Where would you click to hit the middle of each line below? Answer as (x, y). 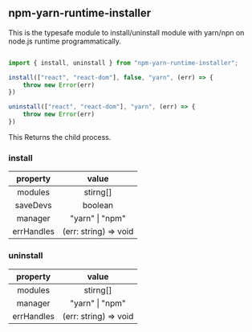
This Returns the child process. (60, 137)
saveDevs (33, 206)
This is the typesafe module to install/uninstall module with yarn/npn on (126, 32)
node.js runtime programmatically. (65, 41)
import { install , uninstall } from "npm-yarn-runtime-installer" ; (124, 63)
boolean (98, 206)
